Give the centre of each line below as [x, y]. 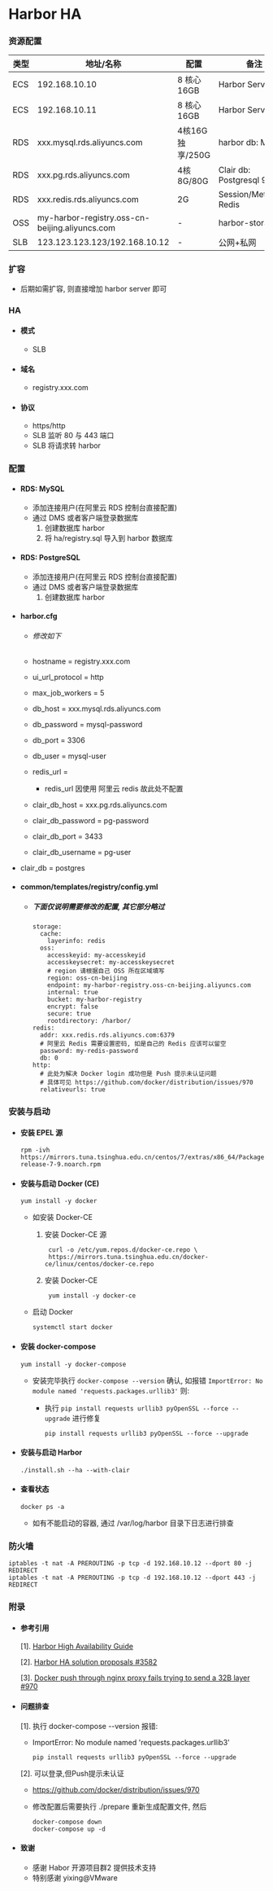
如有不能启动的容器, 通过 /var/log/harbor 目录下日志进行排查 [133, 1523]
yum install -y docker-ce [92, 1296]
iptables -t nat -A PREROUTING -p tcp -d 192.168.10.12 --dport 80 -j [130, 1564]
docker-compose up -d [69, 1829]
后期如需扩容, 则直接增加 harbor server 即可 [93, 288]
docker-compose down [67, 1822]
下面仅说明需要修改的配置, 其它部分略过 [98, 906]
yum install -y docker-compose [73, 1364]
